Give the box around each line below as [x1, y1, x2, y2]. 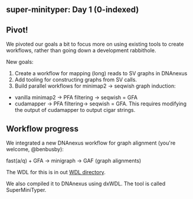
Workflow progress [6, 124, 78, 134]
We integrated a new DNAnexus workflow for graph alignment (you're [6, 139, 176, 147]
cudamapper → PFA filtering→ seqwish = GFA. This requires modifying [14, 100, 187, 107]
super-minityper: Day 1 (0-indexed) [6, 5, 139, 15]
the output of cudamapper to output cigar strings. [14, 107, 136, 114]
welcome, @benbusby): [6, 146, 64, 153]
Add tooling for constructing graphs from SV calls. [14, 76, 138, 84]
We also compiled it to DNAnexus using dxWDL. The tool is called [6, 180, 166, 187]
